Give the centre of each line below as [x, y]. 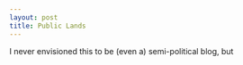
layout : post [34, 17]
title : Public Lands [48, 26]
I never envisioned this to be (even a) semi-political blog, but [121, 51]
